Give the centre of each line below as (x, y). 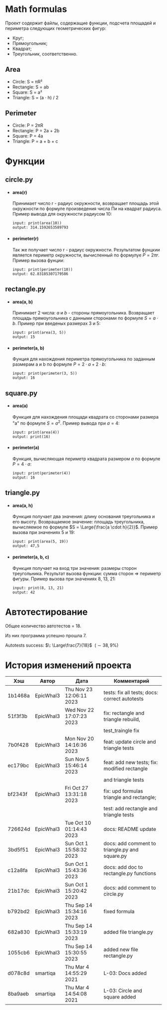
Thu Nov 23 (79, 690)
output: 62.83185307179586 (40, 274)
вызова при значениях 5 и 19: (44, 532)
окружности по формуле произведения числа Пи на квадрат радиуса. (87, 209)
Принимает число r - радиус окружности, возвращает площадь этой (85, 204)
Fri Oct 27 (77, 788)
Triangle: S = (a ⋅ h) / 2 (35, 97)
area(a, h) (23, 505)
